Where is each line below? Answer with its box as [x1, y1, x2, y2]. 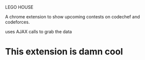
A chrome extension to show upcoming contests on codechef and [5, 14, 140, 19]
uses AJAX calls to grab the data [5, 29, 72, 34]
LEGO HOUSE [5, 4, 34, 10]
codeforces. [5, 19, 30, 25]
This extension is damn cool [5, 46, 123, 58]
